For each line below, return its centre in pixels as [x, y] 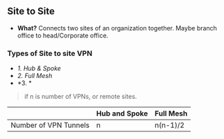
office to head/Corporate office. [63, 35]
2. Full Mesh [35, 76]
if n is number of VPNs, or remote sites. [80, 97]
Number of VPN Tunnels [50, 125]
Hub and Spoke [122, 113]
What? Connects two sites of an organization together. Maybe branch [117, 28]
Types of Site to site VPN [50, 53]
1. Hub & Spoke [39, 68]
